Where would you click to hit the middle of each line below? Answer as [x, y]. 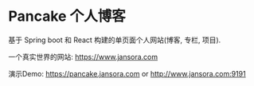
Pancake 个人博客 [67, 16]
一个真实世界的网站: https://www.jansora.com [83, 57]
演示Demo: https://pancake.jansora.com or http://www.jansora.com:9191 [127, 73]
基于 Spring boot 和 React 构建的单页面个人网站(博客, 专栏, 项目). [115, 40]
